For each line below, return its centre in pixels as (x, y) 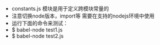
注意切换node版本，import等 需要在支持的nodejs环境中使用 (83, 16)
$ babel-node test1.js (37, 30)
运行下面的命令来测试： (40, 23)
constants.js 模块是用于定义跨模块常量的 (60, 8)
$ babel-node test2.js (38, 36)
